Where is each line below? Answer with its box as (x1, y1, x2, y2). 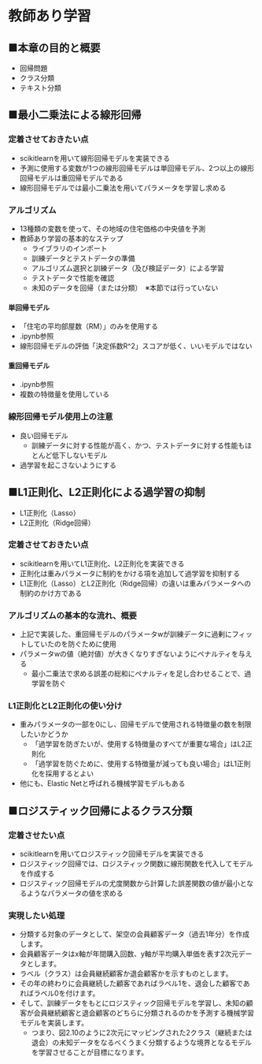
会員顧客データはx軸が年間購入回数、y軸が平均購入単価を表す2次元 (19, 949, 238, 958)
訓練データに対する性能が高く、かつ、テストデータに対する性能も (31, 441, 245, 450)
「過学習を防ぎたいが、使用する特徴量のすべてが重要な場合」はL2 (31, 739, 246, 749)
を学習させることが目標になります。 (31, 1047, 149, 1057)
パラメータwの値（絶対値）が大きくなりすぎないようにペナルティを (19, 649, 238, 659)
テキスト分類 (19, 84, 61, 92)
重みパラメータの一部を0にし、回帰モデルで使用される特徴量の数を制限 (19, 720, 252, 729)
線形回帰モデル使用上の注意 (8, 411, 113, 422)
